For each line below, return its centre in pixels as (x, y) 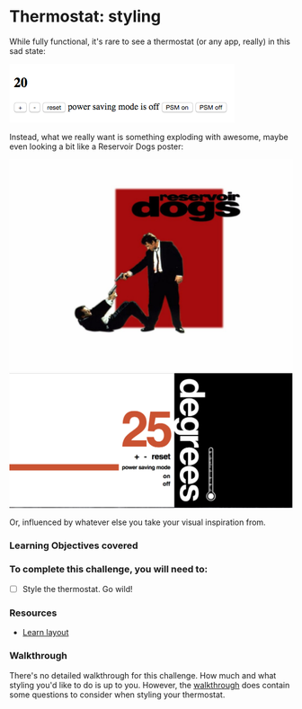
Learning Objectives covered (74, 545)
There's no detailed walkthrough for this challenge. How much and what (143, 675)
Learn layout (45, 633)
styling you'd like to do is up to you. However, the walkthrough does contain (150, 685)
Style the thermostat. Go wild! (77, 589)
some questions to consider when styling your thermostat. (117, 695)
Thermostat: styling (85, 17)
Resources (33, 613)
